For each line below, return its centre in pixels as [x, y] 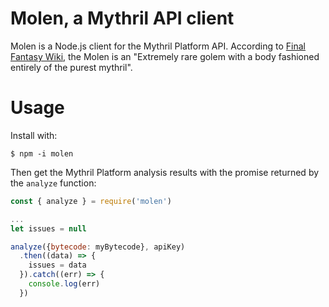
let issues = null [48, 228]
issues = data [57, 265]
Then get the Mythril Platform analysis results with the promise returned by [165, 172]
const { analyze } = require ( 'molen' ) [91, 201]
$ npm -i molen [42, 153]
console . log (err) [64, 284]
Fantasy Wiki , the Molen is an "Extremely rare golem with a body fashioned [165, 56]
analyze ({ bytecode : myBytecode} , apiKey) [98, 247]
